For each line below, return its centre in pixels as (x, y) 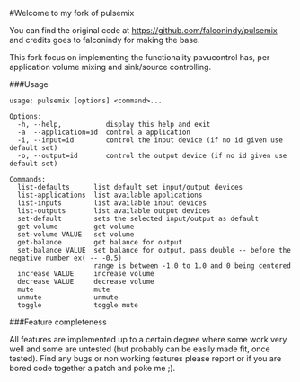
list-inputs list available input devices (112, 203)
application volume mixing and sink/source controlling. (110, 67)
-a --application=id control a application (104, 132)
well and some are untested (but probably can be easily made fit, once (140, 349)
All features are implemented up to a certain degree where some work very (148, 339)
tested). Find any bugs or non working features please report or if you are (146, 358)
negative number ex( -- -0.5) (66, 258)
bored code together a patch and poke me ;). (93, 368)
